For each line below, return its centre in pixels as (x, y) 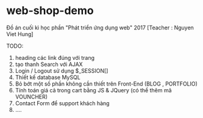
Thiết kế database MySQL (48, 77)
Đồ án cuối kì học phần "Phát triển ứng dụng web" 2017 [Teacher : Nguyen (100, 28)
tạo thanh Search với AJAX (49, 64)
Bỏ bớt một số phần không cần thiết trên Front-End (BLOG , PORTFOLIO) (106, 84)
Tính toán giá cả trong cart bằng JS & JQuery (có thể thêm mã (93, 90)
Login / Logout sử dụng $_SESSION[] (62, 70)
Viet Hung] (20, 34)
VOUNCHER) (31, 97)
